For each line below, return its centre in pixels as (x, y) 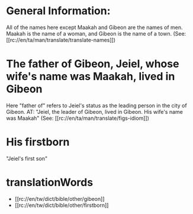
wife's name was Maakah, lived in (91, 77)
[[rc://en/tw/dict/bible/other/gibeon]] (59, 199)
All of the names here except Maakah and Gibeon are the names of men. (94, 27)
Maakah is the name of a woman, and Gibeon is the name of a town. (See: (96, 33)
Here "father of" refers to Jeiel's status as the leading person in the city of (97, 106)
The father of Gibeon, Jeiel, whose (93, 64)
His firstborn (38, 142)
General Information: (58, 11)
